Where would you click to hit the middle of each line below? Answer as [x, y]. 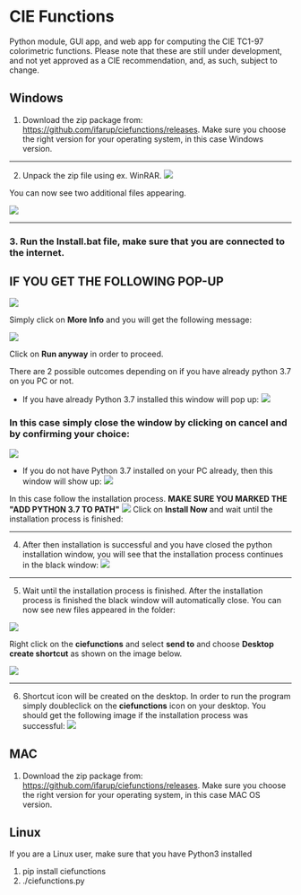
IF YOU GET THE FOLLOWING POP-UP [116, 281]
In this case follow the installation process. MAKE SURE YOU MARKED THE [148, 498]
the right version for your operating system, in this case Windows [143, 139]
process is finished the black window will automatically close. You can [152, 600]
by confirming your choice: [69, 434]
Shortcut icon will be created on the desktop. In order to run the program [156, 696]
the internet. [37, 252]
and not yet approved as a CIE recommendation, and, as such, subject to [143, 60]
